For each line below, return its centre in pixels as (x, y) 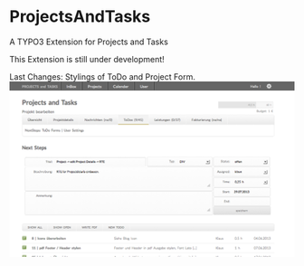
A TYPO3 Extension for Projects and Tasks (89, 42)
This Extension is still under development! (87, 59)
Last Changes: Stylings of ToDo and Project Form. (103, 76)
